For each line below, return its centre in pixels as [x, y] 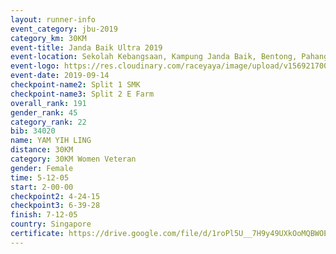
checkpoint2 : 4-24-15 [55, 196]
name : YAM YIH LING [51, 141]
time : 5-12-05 [40, 177]
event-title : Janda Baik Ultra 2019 [86, 47]
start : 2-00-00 [42, 187]
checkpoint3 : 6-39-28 [55, 206]
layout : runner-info [53, 19]
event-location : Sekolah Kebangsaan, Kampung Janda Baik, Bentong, [154, 57]
